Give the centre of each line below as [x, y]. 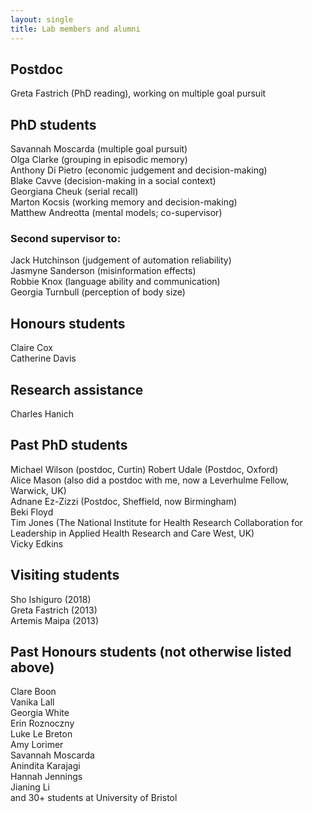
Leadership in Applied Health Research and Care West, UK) [132, 533]
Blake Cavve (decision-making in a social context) [113, 181]
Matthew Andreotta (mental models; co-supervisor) [116, 213]
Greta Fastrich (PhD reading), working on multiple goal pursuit [138, 93]
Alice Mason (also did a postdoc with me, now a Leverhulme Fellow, [150, 480]
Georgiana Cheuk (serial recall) [74, 192]
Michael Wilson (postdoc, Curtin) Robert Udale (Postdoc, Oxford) [144, 469]
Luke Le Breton [41, 734]
